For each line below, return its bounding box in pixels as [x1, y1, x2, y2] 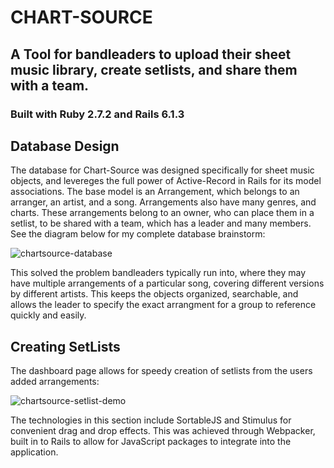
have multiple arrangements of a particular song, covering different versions [10, 277, 325, 290]
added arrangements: [10, 376, 100, 388]
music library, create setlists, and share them [10, 61, 298, 78]
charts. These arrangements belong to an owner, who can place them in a [10, 207, 315, 219]
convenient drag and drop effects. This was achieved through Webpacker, [10, 425, 316, 437]
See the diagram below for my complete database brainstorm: [10, 228, 266, 240]
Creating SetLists [10, 338, 121, 355]
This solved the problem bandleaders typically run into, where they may [10, 267, 307, 279]
